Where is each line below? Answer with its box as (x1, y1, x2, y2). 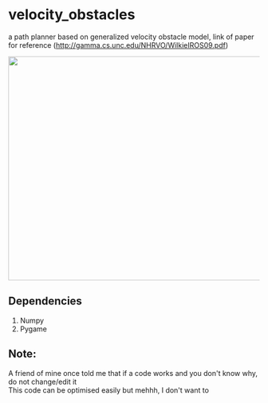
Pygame (19, 324, 48, 334)
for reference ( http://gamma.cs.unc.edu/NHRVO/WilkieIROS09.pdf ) (8, 40, 229, 49)
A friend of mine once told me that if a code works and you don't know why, (8, 368, 258, 378)
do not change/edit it (8, 377, 77, 386)
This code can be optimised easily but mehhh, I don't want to (8, 385, 210, 395)
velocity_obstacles (8, 6, 136, 24)
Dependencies (8, 295, 82, 308)
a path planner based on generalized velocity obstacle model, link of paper (8, 32, 254, 41)
